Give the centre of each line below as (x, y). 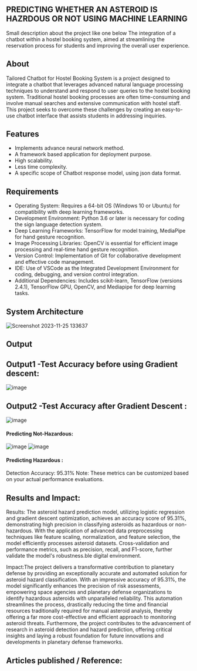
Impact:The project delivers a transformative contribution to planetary (90, 567)
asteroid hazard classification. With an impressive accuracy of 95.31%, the (96, 580)
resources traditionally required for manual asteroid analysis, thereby (89, 611)
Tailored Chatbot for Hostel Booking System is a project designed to (88, 78)
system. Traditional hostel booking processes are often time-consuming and (98, 97)
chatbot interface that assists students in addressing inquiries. (91, 115)
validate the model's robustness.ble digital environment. (74, 556)
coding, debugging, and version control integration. (77, 274)
